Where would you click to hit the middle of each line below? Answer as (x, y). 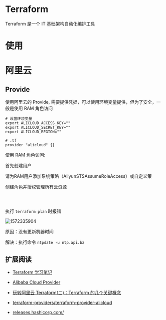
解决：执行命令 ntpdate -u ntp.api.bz (45, 242)
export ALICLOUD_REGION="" (33, 132)
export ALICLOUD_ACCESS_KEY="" (38, 123)
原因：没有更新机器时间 (29, 231)
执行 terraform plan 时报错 (33, 211)
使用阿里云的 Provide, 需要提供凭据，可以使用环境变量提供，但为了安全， (81, 102)
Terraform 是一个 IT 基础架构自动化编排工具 (50, 24)
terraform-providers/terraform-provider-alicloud (62, 303)
